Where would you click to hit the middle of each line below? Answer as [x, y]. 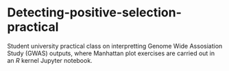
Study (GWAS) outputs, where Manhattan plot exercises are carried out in [111, 53]
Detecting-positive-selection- [94, 13]
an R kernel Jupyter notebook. [50, 60]
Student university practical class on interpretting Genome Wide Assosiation [115, 46]
